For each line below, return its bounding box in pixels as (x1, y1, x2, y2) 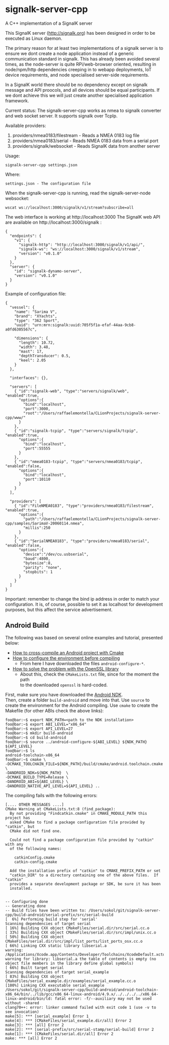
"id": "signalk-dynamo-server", (14, 269, 82, 274)
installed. (10, 886, 33, 891)
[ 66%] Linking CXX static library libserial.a (5, 943, 107, 948)
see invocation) (5, 1009, 39, 1014)
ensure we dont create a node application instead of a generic (5, 50, 134, 56)
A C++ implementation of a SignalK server (5, 20, 93, 26)
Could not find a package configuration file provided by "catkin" (10, 837, 154, 842)
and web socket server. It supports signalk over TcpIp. (5, 112, 118, 119)
